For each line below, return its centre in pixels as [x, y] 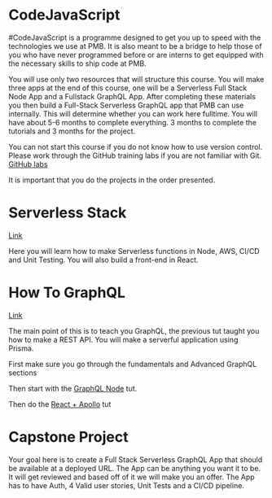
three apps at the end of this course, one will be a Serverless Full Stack [128, 88]
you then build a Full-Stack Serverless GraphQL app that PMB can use [126, 105]
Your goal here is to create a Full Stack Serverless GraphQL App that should [136, 459]
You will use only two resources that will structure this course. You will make [136, 79]
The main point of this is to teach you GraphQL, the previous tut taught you [134, 330]
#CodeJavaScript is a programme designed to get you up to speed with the [135, 37]
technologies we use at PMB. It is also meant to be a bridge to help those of [135, 46]
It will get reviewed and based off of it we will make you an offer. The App [132, 477]
